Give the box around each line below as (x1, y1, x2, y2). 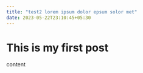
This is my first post (6, 41, 109, 55)
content (6, 61, 26, 68)
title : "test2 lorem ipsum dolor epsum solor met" (6, 9, 138, 15)
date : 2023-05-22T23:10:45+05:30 (6, 15, 91, 21)
